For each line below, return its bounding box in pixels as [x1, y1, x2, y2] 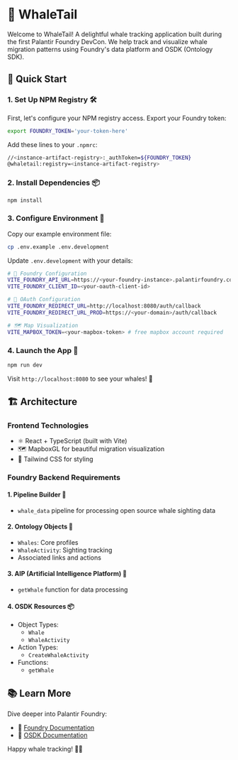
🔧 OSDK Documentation [17, 731, 88, 739]
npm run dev [7, 362, 42, 369]
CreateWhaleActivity [28, 652, 89, 659]
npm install [7, 197, 42, 204]
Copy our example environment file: [7, 229, 112, 238]
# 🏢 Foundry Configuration [7, 270, 87, 277]
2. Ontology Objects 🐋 [7, 522, 73, 531]
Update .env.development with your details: [7, 256, 133, 265]
